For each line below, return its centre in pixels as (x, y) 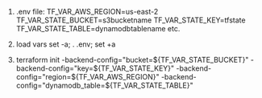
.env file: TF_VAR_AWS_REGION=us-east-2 (87, 12)
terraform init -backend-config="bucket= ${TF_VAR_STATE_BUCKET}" (132, 60)
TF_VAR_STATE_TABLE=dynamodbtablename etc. (98, 29)
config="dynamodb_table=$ (63, 85)
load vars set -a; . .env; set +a (66, 44)
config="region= (44, 77)
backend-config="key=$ (57, 68)
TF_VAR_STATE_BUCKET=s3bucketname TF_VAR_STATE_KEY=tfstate (131, 20)
